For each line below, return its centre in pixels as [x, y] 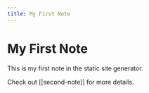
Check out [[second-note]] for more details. [71, 82]
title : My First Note [39, 14]
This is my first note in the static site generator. [75, 68]
